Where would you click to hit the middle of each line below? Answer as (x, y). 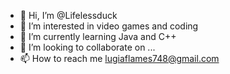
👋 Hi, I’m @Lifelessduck (68, 15)
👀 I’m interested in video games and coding (109, 26)
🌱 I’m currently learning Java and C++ (98, 36)
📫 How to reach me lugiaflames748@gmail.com (119, 58)
